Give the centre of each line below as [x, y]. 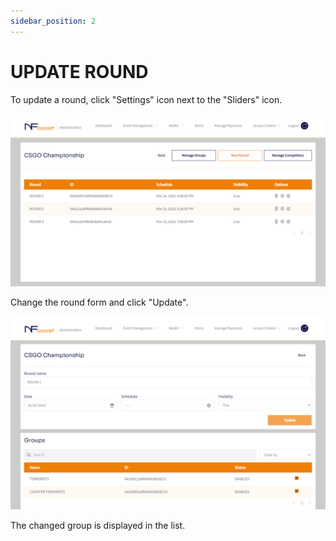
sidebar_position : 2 [53, 21]
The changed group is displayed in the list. [98, 526]
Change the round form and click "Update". [99, 302]
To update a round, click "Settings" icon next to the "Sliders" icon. [146, 99]
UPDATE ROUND [79, 71]
